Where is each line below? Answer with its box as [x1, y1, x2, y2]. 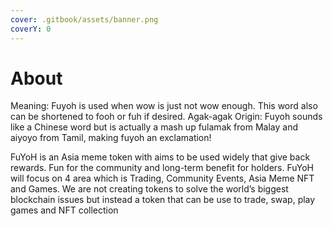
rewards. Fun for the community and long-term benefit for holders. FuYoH [10, 162, 314, 174]
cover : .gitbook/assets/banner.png [10, 14, 159, 25]
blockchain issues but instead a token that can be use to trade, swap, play [10, 194, 316, 206]
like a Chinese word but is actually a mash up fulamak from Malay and [10, 121, 298, 133]
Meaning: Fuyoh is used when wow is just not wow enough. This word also [10, 100, 318, 112]
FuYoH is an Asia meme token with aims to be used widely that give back [10, 151, 311, 163]
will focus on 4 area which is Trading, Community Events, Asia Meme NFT [10, 172, 315, 185]
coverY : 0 [10, 24, 52, 34]
